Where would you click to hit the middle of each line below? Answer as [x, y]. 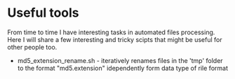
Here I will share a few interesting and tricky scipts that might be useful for [115, 39]
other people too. [32, 47]
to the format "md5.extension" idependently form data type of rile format [122, 68]
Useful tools [43, 13]
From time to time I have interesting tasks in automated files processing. [111, 32]
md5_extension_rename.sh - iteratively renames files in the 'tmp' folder [120, 60]
